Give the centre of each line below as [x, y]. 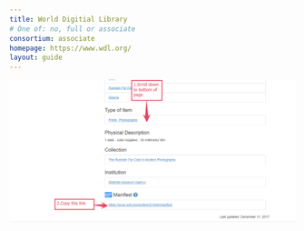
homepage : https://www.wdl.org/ [70, 48]
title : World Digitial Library [69, 19]
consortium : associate [52, 38]
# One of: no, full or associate [73, 29]
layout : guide [36, 58]
